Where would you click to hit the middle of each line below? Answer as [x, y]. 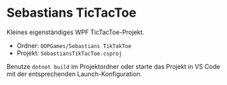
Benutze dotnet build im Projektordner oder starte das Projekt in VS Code [113, 66]
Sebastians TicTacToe [72, 13]
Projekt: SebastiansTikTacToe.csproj [69, 53]
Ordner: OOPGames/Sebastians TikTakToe [74, 45]
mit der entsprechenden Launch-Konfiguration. [74, 74]
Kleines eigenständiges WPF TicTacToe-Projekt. [75, 32]
